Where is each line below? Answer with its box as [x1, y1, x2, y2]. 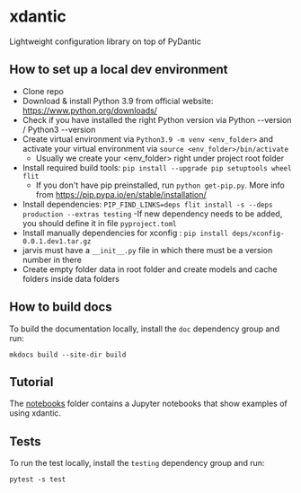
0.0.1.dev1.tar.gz [22, 236, 92, 246]
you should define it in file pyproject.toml [22, 217, 177, 228]
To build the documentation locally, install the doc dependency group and [9, 323, 280, 334]
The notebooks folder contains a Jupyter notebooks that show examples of [9, 398, 288, 409]
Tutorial [9, 374, 54, 390]
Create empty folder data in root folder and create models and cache [22, 263, 278, 275]
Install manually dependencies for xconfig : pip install [22, 227, 229, 238]
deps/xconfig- [232, 229, 285, 238]
